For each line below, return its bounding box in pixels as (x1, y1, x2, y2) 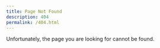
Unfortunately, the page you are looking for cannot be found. (6, 36, 155, 43)
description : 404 (6, 14, 49, 20)
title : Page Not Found (6, 8, 62, 15)
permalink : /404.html (6, 19, 60, 25)
